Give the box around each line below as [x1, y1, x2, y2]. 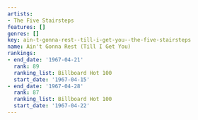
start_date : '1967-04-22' [13, 102, 91, 109]
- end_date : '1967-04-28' [7, 83, 83, 90]
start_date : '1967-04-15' [13, 76, 91, 83]
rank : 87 [13, 89, 40, 96]
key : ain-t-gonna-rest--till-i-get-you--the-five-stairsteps [7, 37, 192, 44]
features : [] [7, 23, 46, 30]
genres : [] [7, 30, 40, 37]
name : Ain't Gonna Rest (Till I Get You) [7, 43, 132, 50]
